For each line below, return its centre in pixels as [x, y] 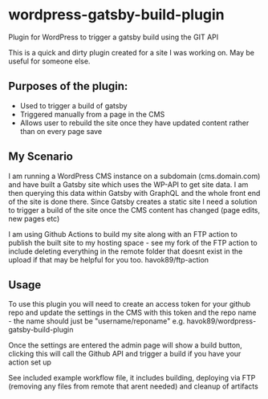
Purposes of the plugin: [68, 86]
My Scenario [41, 157]
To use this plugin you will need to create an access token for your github [130, 304]
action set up [30, 362]
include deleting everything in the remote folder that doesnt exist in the [126, 251]
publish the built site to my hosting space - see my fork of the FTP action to [133, 242]
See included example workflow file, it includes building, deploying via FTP [132, 378]
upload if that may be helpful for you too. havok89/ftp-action [109, 259]
